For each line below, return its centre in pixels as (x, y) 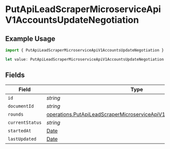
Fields (15, 75)
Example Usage (30, 39)
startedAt (19, 131)
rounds (16, 114)
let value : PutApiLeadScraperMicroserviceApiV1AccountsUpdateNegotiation (85, 59)
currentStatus (25, 122)
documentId (21, 106)
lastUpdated (22, 139)
